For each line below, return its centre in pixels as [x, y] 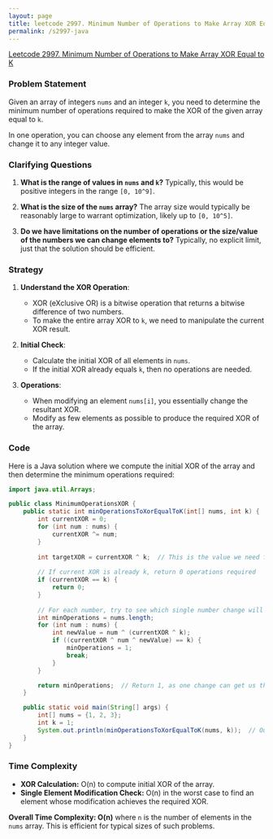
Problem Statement [48, 84]
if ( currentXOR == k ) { [78, 580]
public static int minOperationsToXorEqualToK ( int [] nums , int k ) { [141, 512]
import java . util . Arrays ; [52, 490]
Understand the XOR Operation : [75, 288]
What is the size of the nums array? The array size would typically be [135, 206]
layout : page [30, 16]
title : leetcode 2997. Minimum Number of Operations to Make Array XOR [132, 24]
